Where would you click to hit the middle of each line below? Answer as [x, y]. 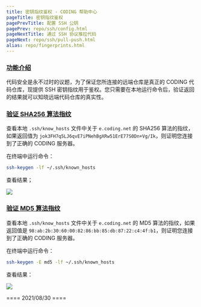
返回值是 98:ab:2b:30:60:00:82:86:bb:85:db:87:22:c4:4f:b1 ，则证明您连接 [100, 230]
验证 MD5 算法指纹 [33, 209]
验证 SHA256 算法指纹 [39, 114]
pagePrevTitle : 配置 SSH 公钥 [42, 23]
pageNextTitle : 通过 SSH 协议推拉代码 [51, 34]
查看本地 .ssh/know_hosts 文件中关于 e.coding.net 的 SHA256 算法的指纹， [100, 128]
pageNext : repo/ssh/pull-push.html [51, 40]
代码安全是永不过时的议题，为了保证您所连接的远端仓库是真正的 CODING [97, 82]
